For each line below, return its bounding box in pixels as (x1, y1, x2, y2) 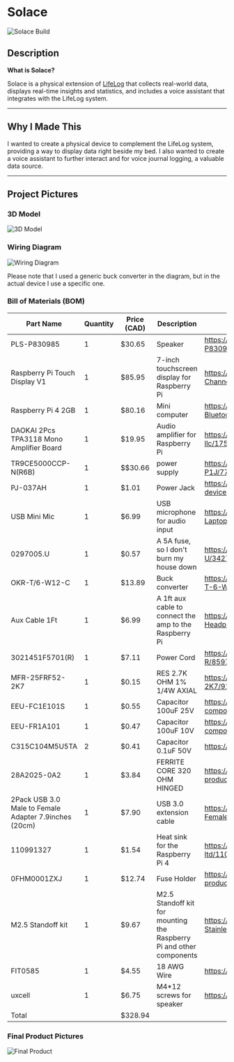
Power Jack (156, 483, 195, 492)
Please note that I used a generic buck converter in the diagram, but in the (7, 272, 221, 280)
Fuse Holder (156, 873, 196, 883)
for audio (156, 516, 186, 526)
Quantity (84, 318, 114, 328)
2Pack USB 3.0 (10, 795, 61, 804)
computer (156, 409, 189, 419)
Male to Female (10, 803, 61, 813)
